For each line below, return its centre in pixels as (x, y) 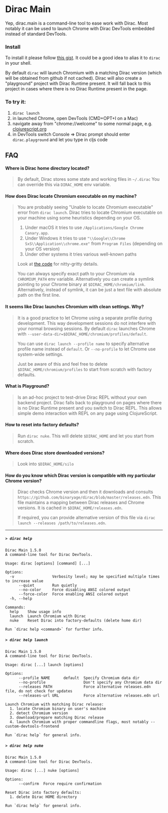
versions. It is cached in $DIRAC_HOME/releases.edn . (70, 508)
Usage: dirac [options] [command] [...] (48, 563)
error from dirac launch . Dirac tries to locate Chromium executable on (90, 212)
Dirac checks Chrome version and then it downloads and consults (85, 492)
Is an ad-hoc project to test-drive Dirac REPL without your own (82, 397)
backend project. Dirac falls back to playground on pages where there (89, 402)
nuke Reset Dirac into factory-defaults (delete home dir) (76, 621)
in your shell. (18, 63)
